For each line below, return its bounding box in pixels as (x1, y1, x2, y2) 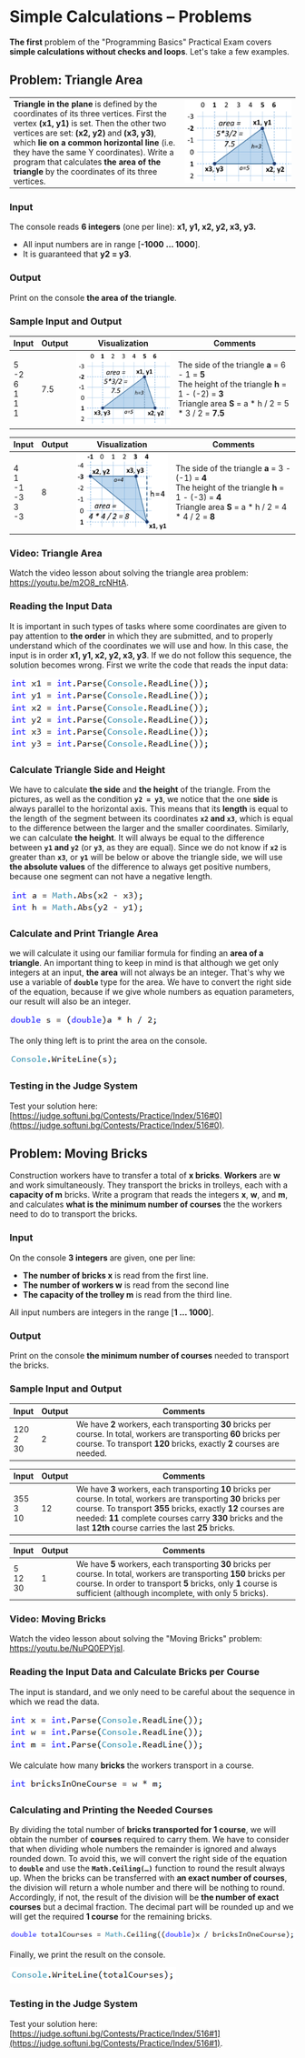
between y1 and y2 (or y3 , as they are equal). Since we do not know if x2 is (9, 842, 288, 853)
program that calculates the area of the (13, 156, 162, 167)
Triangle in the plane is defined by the (13, 98, 158, 109)
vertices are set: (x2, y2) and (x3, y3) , (13, 127, 157, 138)
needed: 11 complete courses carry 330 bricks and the (75, 1512, 283, 1524)
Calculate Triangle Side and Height (9, 763, 166, 776)
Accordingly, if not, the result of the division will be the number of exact (9, 1892, 280, 1902)
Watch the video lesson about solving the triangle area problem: (9, 567, 249, 578)
